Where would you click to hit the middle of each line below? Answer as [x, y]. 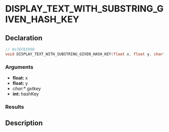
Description [24, 123]
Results [15, 107]
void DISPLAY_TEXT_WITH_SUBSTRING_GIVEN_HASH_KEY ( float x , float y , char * [85, 54]
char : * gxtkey [27, 89]
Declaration [24, 38]
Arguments [19, 67]
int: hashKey [26, 94]
